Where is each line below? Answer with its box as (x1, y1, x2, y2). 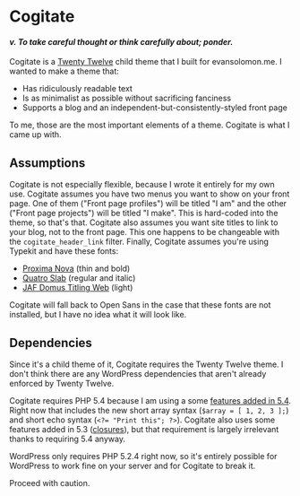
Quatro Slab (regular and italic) (21, 273, 136, 283)
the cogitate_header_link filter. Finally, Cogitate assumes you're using (9, 236, 269, 248)
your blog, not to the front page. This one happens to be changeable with (9, 227, 280, 238)
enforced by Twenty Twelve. (9, 379, 115, 389)
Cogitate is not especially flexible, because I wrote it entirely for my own (9, 179, 275, 190)
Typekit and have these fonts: (9, 246, 119, 257)
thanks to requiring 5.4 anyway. (9, 433, 125, 445)
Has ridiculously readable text (21, 83, 133, 94)
